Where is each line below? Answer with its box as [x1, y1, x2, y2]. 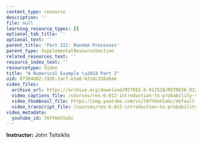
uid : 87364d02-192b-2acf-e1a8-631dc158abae [6, 76, 117, 82]
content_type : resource [6, 8, 66, 15]
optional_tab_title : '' [6, 31, 66, 37]
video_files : [6, 82, 39, 88]
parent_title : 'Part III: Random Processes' [6, 43, 120, 49]
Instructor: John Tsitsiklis [6, 132, 70, 139]
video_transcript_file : [11, 103, 71, 110]
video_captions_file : [11, 93, 66, 99]
